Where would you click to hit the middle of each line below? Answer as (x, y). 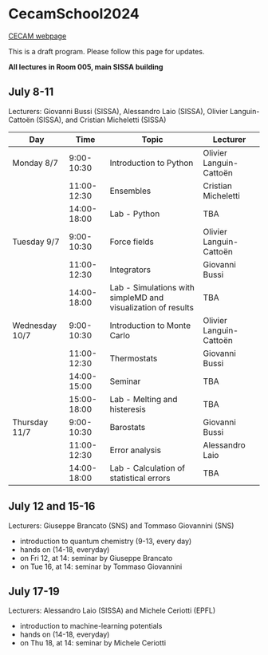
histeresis (128, 409)
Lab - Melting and (144, 399)
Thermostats (134, 358)
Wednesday (35, 326)
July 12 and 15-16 (52, 506)
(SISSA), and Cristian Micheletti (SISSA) (101, 120)
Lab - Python (135, 214)
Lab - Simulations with (152, 287)
